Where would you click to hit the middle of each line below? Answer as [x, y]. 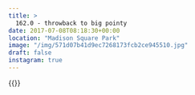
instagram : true [35, 61]
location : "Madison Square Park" [64, 38]
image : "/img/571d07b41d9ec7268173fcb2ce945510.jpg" [98, 46]
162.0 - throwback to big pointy [71, 23]
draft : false [30, 53]
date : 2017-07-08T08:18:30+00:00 [64, 30]
